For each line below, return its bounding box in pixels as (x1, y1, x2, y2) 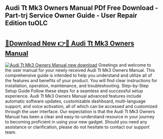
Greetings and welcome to (98, 62, 151, 68)
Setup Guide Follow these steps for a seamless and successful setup (5, 88, 144, 94)
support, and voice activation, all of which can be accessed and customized (5, 104, 158, 109)
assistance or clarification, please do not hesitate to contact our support (5, 124, 150, 130)
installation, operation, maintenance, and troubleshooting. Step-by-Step (5, 83, 149, 88)
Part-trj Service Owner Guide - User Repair (5, 12, 138, 20)
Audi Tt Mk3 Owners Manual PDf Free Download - (5, 4, 158, 12)
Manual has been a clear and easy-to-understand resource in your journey (5, 114, 155, 120)
